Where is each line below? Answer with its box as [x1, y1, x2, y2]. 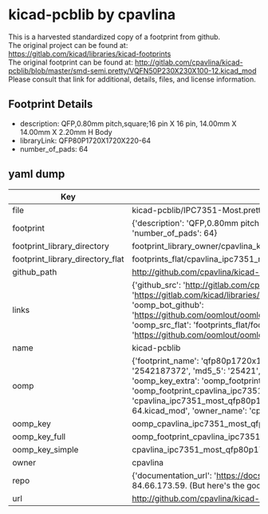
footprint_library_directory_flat [12, 253, 124, 264]
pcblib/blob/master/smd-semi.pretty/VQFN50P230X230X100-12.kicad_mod [8, 65, 257, 75]
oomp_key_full [12, 431, 66, 442]
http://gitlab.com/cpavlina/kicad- [134, 57, 243, 67]
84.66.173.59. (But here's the [131, 480, 245, 491]
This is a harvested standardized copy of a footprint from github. [8, 32, 221, 42]
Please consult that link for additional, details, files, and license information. [8, 74, 257, 84]
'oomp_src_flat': [131, 319, 191, 330]
